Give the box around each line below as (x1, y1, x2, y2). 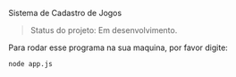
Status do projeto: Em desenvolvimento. (29, 25, 178, 35)
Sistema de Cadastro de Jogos (8, 8, 122, 18)
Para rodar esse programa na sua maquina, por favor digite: (8, 42, 229, 53)
